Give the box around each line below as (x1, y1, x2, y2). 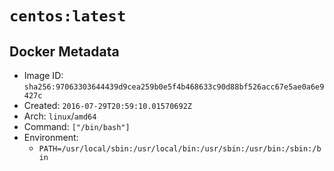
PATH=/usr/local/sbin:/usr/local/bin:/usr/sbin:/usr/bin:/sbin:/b (38, 144, 322, 154)
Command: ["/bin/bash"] (23, 121, 131, 132)
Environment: (23, 132, 79, 143)
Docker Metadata (9, 43, 120, 60)
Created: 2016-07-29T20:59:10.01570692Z (23, 100, 192, 111)
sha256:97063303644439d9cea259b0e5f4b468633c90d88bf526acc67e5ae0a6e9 (23, 82, 325, 92)
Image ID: (23, 70, 64, 81)
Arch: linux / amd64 (23, 110, 97, 122)
